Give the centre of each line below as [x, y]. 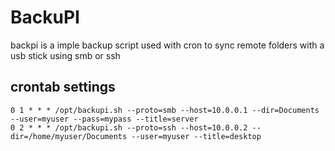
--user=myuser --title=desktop [196, 136]
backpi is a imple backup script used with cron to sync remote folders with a [167, 45]
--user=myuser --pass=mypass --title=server [104, 119]
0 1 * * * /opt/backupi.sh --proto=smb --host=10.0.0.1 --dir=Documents [165, 110]
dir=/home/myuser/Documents [69, 136]
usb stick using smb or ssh [65, 55]
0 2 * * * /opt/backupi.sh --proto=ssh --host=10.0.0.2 [129, 127]
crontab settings [63, 87]
